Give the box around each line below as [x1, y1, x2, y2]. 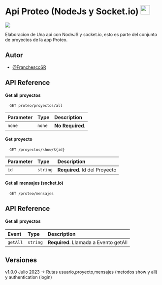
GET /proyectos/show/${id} [9, 147, 65, 152]
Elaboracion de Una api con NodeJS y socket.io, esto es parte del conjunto [5, 31, 158, 37]
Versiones [5, 256, 37, 264]
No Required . [54, 122, 86, 129]
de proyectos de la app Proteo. [5, 37, 68, 42]
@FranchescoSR [12, 64, 46, 70]
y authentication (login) [5, 274, 53, 280]
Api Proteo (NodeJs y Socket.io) [5, 6, 139, 17]
